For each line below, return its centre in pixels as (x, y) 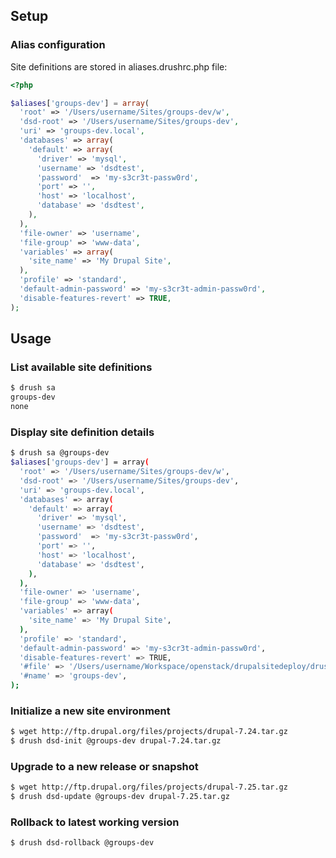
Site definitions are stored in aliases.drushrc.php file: (119, 66)
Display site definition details (82, 432)
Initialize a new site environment (90, 711)
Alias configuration (58, 45)
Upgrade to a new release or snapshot (104, 767)
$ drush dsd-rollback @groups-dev (82, 843)
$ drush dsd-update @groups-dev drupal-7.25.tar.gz (120, 797)
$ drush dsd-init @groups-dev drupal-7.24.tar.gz (116, 741)
